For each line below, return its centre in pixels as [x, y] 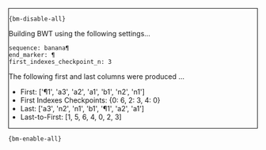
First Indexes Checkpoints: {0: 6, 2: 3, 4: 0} [90, 100]
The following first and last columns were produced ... [97, 77]
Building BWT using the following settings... [80, 34]
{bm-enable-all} [35, 139]
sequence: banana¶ [39, 48]
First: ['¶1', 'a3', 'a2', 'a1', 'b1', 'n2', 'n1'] [82, 92]
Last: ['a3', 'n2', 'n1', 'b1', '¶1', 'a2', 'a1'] [82, 109]
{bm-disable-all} [37, 19]
